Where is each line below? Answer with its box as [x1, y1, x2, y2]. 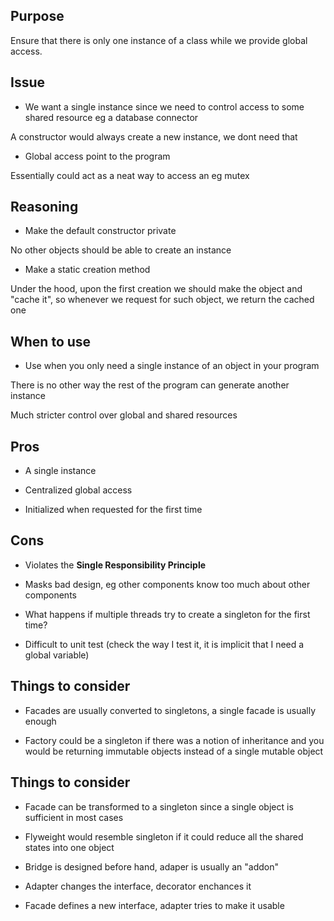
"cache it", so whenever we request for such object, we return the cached [10, 294, 315, 306]
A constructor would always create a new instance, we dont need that [10, 130, 298, 143]
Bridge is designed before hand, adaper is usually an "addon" [24, 860, 279, 873]
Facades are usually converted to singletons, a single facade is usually [24, 704, 317, 716]
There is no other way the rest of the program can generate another [10, 379, 290, 391]
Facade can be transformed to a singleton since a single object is [24, 800, 294, 813]
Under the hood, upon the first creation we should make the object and [10, 283, 303, 295]
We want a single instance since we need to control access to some [24, 100, 305, 113]
